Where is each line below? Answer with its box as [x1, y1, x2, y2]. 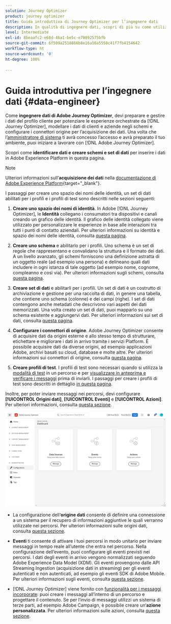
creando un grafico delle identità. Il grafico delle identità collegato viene [12, 216, 164, 222]
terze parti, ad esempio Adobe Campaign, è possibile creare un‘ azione [12, 602, 161, 608]
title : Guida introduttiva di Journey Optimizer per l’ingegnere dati [5, 19, 158, 24]
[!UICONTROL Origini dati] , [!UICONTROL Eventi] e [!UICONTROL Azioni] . [5, 396, 163, 402]
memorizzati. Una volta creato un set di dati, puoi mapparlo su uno [12, 307, 153, 313]
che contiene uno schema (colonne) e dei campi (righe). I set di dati [12, 296, 155, 302]
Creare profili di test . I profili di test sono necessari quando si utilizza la [12, 364, 163, 371]
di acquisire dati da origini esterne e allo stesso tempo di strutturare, [12, 333, 156, 339]
